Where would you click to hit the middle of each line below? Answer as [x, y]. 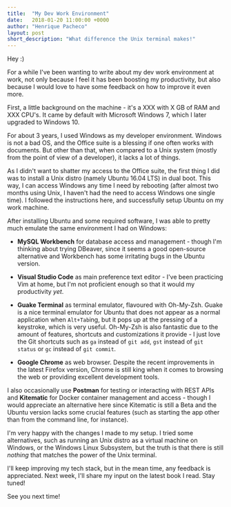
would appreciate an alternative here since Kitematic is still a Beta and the [112, 405]
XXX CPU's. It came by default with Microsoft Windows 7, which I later [107, 115]
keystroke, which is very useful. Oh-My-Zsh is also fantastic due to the [118, 327]
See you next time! [34, 497]
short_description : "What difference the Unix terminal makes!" [101, 39]
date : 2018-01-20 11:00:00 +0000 [58, 20]
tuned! [16, 483]
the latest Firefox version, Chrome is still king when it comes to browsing [120, 370]
